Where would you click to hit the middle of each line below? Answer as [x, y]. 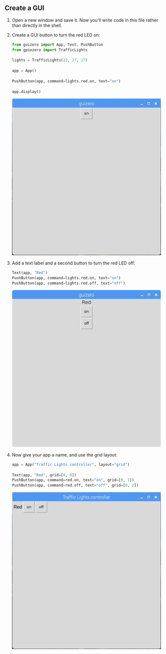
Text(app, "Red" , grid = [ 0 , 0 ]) [44, 475]
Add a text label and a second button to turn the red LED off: [73, 263]
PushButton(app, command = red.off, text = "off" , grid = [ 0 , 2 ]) [75, 485]
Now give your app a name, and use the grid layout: [64, 454]
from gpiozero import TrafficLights [50, 50]
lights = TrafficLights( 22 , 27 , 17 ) [50, 60]
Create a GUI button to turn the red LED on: [56, 35]
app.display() [26, 92]
